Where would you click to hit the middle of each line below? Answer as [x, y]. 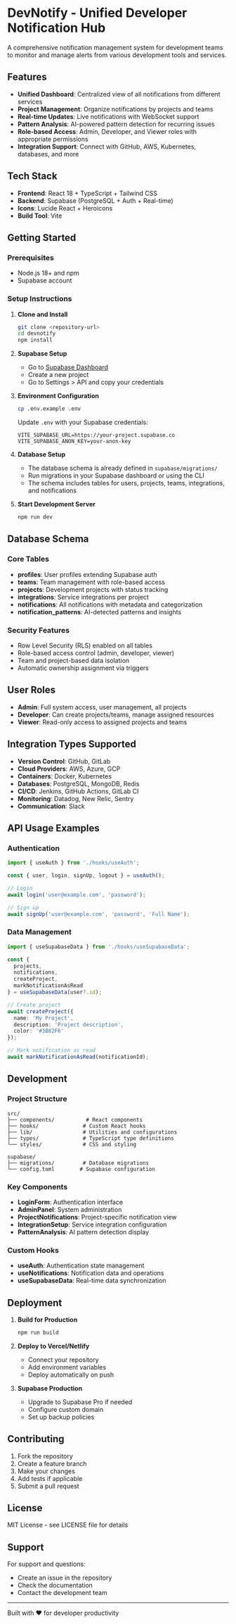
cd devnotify [37, 334]
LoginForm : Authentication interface [70, 1202]
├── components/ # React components [75, 1120]
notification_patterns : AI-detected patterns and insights [99, 612]
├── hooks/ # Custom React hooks [77, 1126]
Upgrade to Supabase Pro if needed [80, 1402]
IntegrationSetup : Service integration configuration [92, 1225]
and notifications [52, 490]
